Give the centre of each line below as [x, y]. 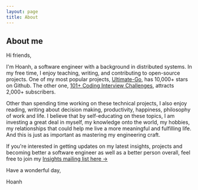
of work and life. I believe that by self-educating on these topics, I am [90, 116]
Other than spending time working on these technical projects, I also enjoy [97, 104]
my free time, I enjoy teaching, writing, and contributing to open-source [93, 73]
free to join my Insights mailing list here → [57, 159]
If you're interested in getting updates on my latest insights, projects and [94, 146]
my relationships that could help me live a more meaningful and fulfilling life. [99, 128]
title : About [22, 17]
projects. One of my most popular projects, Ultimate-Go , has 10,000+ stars [97, 79]
